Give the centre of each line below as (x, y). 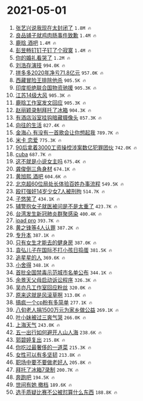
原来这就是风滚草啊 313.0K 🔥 (51, 294)
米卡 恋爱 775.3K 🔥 (38, 140)
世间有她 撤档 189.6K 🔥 (43, 384)
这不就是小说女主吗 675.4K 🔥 (51, 161)
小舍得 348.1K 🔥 (35, 265)
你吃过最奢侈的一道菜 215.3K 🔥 (53, 347)
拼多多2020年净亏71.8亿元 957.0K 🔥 (59, 72)
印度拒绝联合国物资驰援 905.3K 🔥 (56, 87)
